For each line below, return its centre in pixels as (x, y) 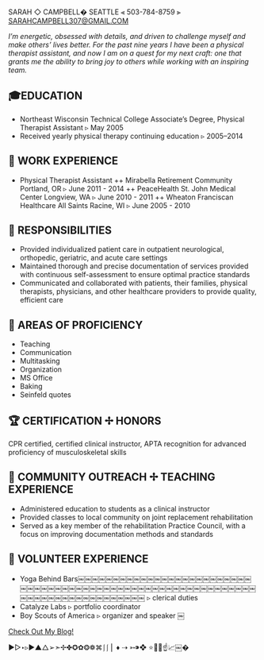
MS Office (36, 378)
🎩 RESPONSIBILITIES (60, 231)
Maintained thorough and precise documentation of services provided (134, 266)
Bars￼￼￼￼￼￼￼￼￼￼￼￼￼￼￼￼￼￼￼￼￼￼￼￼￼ (157, 578)
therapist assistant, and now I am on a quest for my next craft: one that (125, 53)
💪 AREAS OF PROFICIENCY (76, 325)
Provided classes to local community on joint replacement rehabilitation (136, 517)
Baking (31, 386)
